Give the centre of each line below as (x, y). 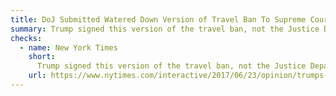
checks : (26, 38)
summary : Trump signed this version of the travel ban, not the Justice (165, 29)
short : (42, 57)
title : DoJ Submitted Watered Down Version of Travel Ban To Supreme (158, 19)
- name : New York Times (68, 47)
